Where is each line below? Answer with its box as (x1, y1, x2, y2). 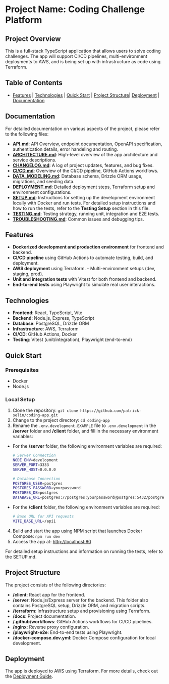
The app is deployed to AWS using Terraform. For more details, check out (5, 668, 158, 674)
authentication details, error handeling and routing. (12, 146, 119, 152)
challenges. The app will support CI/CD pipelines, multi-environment (5, 53, 148, 59)
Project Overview (5, 34, 61, 43)
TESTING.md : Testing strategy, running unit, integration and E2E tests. (12, 210, 160, 217)
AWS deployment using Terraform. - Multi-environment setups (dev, (12, 266, 155, 272)
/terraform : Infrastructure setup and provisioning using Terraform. (12, 608, 150, 614)
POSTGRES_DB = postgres (12, 490, 58, 495)
